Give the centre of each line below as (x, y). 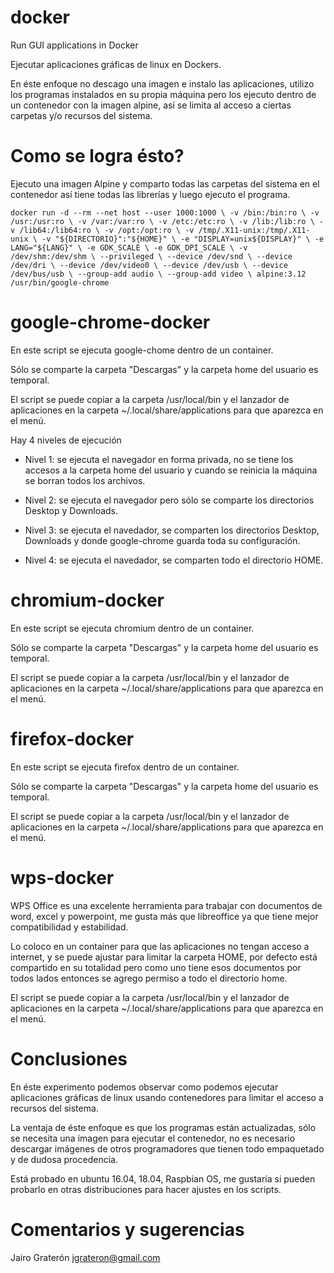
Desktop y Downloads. (71, 510)
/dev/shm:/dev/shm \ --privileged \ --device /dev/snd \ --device (151, 256)
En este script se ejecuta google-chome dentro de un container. (142, 350)
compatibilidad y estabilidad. (69, 927)
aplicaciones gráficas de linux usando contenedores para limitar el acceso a (167, 1097)
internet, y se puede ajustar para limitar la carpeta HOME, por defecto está (164, 957)
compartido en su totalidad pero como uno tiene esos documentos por (156, 967)
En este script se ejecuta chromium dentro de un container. (132, 628)
